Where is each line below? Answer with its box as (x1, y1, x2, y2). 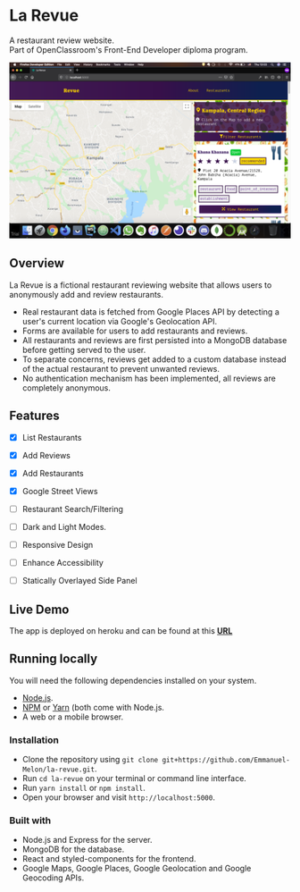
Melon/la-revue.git (21, 765, 96, 774)
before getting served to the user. (21, 344, 146, 355)
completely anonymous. (21, 382, 112, 393)
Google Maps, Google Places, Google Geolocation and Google (21, 863, 252, 874)
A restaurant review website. (9, 35, 114, 46)
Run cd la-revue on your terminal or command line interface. (21, 773, 247, 784)
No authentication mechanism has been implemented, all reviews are (21, 373, 277, 383)
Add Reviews (21, 450, 71, 460)
